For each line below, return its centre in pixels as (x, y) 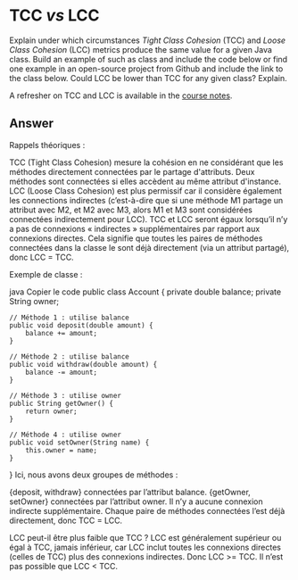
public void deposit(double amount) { (81, 325)
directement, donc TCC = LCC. (66, 520)
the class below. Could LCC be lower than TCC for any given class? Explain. (148, 78)
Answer (32, 124)
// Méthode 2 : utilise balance (69, 356)
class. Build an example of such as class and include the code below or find (149, 59)
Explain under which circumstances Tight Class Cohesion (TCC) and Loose (148, 40)
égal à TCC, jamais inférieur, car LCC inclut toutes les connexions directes (145, 547)
